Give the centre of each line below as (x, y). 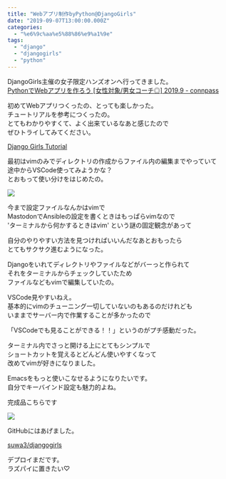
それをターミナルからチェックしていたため (70, 273)
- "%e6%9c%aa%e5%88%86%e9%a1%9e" (63, 34)
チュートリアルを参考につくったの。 (61, 114)
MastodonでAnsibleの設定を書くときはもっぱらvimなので (92, 216)
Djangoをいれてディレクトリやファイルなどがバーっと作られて (99, 264)
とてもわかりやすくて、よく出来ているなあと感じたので (88, 123)
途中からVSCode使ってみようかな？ (60, 170)
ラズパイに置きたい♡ (39, 468)
